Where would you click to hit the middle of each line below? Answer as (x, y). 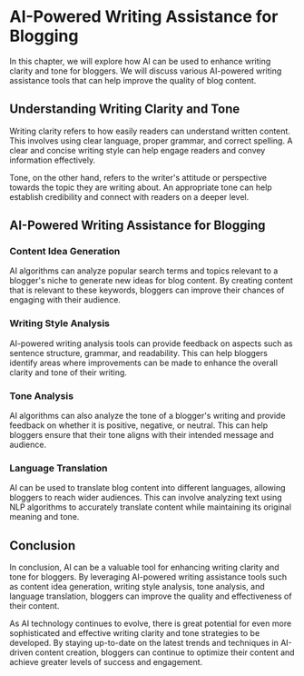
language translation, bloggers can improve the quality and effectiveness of (151, 596)
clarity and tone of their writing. (68, 372)
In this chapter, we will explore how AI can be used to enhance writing (140, 61)
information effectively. (53, 160)
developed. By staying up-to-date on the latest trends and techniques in (144, 643)
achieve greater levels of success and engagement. (106, 662)
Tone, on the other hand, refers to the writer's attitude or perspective (138, 177)
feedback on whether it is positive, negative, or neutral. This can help (139, 425)
